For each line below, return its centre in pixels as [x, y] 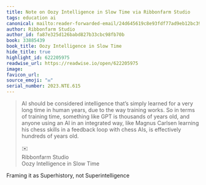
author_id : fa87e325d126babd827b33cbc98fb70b [65, 35]
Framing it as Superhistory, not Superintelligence [68, 176]
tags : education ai [31, 18]
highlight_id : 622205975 [38, 58]
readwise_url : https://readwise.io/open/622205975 [72, 63]
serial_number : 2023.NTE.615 [44, 86]
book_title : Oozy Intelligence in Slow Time [64, 47]
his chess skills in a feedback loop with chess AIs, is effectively [101, 130]
